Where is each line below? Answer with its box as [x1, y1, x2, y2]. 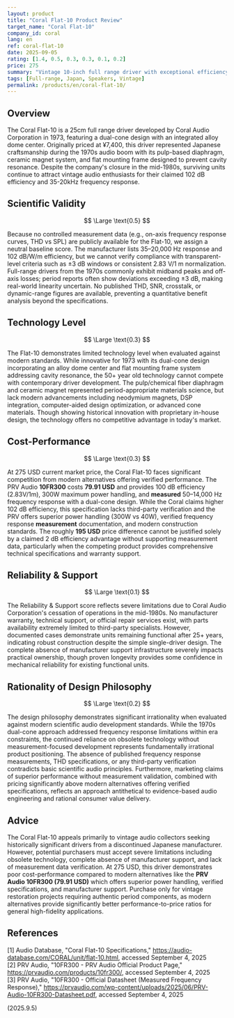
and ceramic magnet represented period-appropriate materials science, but [7, 386, 224, 394]
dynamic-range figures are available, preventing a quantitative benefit [7, 289, 208, 297]
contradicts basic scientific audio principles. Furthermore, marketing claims [7, 765, 224, 773]
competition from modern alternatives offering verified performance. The [7, 475, 217, 483]
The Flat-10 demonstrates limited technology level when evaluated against [7, 349, 221, 357]
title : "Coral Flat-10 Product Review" [7, 17, 123, 24]
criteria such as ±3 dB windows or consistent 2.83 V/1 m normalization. [22, 259, 226, 268]
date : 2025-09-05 [7, 50, 58, 56]
